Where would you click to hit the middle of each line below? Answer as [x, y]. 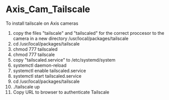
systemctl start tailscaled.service [47, 76]
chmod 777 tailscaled [35, 49]
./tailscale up [26, 86]
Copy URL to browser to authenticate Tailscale [61, 92]
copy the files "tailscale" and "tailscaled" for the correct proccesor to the [89, 33]
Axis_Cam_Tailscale [48, 9]
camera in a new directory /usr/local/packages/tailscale [71, 38]
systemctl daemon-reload [40, 65]
